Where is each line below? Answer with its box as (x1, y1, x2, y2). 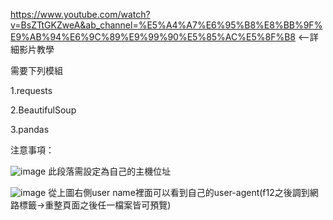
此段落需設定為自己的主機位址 (48, 165, 172, 177)
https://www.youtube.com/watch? (10, 9, 151, 20)
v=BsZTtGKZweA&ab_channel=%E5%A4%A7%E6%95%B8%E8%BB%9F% (10, 19, 323, 31)
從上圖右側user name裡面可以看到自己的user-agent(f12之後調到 (48, 187, 310, 198)
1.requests (10, 85, 53, 96)
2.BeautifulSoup (10, 104, 77, 116)
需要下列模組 (10, 65, 63, 76)
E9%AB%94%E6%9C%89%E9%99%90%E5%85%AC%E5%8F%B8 (10, 31, 296, 43)
